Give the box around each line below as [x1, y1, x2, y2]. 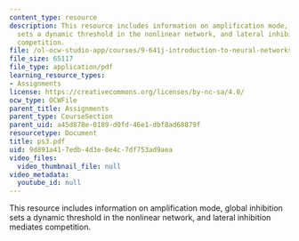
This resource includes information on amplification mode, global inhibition [9, 203, 283, 213]
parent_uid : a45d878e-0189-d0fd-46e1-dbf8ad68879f [9, 121, 201, 130]
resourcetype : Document [9, 129, 98, 138]
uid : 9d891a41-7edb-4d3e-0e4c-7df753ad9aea [9, 145, 174, 154]
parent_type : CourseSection [9, 112, 114, 121]
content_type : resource [9, 12, 98, 22]
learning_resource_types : [9, 71, 105, 80]
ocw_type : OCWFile [9, 95, 77, 105]
